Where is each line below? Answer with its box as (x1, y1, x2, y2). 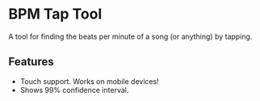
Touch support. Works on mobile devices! (19, 76, 159, 86)
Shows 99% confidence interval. (19, 85, 129, 95)
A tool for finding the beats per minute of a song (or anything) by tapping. (8, 32, 253, 41)
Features (8, 55, 54, 69)
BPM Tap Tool (8, 5, 103, 23)
